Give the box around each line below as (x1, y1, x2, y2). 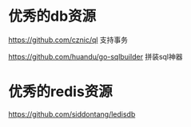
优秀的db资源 (8, 7, 97, 25)
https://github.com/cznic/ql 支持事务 (8, 35, 129, 44)
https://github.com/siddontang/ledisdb (8, 109, 136, 119)
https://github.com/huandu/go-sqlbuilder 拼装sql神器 (8, 52, 183, 61)
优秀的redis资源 (8, 83, 113, 101)
